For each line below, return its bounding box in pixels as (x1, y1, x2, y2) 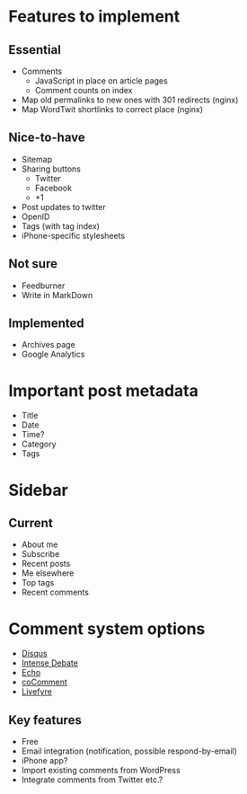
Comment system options (8, 618, 206, 639)
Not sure (8, 256, 57, 271)
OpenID (21, 211, 50, 222)
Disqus (21, 648, 48, 659)
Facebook (34, 182, 73, 193)
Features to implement (8, 6, 181, 27)
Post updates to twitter (21, 201, 107, 212)
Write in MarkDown (21, 289, 93, 300)
